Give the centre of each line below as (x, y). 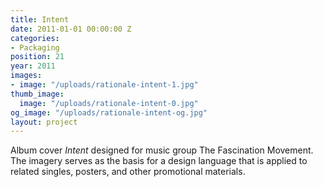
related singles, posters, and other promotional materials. (128, 172)
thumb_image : (37, 94)
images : (26, 76)
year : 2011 (33, 66)
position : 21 (37, 57)
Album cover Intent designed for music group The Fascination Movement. (162, 150)
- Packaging (35, 47)
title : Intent (40, 19)
